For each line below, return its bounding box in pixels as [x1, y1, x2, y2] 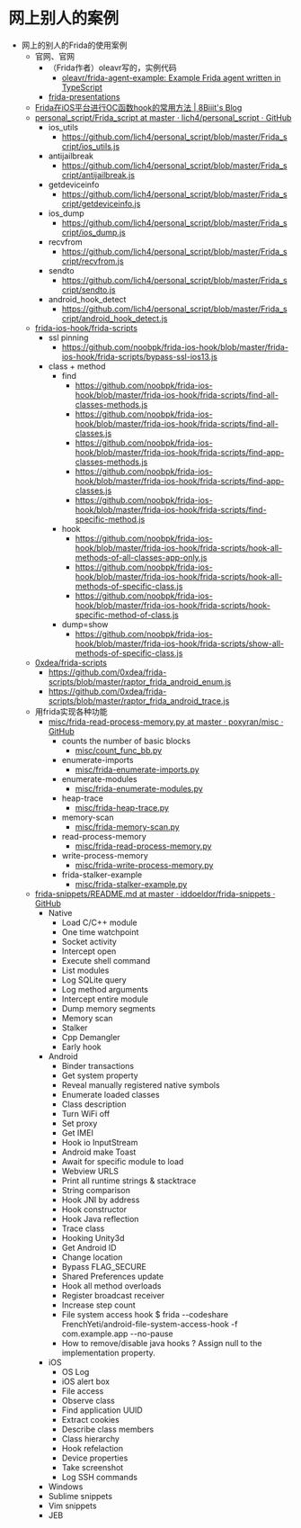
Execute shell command [61, 955, 151, 966]
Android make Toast [61, 1146, 137, 1157]
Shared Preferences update [61, 1271, 164, 1281]
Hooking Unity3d [61, 1232, 125, 1243]
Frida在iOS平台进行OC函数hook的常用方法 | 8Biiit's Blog [34, 102, 243, 112]
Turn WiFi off [61, 1108, 111, 1119]
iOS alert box [61, 1376, 110, 1387]
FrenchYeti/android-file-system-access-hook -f [61, 1318, 238, 1329]
